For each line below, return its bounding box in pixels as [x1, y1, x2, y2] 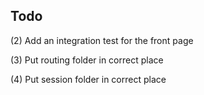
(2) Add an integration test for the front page [10, 34, 194, 46]
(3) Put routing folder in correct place [10, 54, 164, 66]
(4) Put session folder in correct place [10, 73, 167, 85]
